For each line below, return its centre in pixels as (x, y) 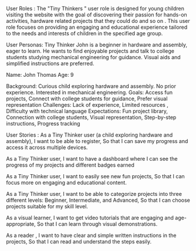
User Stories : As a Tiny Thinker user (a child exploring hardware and (89, 135)
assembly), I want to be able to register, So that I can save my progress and (97, 141)
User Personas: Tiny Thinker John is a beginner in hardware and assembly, (97, 45)
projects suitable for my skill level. (47, 206)
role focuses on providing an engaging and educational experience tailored (97, 27)
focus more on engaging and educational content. (67, 182)
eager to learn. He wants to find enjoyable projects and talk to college (90, 51)
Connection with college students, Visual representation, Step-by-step (91, 117)
